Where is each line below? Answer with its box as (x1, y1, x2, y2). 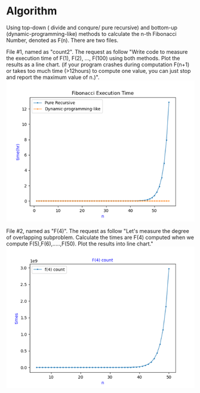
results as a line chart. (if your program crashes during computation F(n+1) (6, 61, 190, 68)
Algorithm (6, 4, 57, 18)
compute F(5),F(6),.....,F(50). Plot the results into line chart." (6, 240, 153, 247)
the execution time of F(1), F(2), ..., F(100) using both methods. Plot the (6, 54, 180, 62)
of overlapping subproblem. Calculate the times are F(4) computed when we (6, 234, 194, 241)
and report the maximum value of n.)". (6, 73, 100, 81)
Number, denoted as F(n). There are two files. (6, 36, 119, 44)
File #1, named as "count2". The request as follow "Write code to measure (6, 48, 188, 55)
